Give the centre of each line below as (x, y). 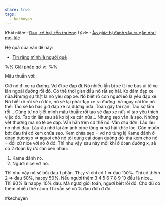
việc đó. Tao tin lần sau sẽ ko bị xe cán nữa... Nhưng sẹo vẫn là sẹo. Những (82, 117)
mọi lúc (13, 38)
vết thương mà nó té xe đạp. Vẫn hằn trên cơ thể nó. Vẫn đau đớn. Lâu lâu (80, 122)
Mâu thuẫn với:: (21, 76)
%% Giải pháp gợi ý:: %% (31, 67)
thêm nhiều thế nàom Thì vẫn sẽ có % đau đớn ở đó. (59, 189)
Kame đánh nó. (28, 158)
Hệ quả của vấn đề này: (29, 48)
